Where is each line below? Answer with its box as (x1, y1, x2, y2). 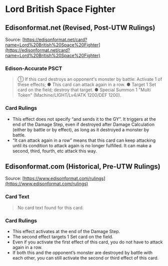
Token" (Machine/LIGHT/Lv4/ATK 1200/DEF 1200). (17, 92, 121, 98)
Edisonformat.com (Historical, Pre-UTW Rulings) (5, 162, 161, 171)
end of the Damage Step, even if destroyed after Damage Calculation (12, 121, 155, 127)
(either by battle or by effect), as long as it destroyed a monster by (12, 126, 149, 133)
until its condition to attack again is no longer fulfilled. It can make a (12, 142, 151, 148)
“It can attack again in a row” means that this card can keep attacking (12, 137, 156, 143)
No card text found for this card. (17, 205, 84, 211)
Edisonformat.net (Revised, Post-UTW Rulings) (5, 23, 155, 32)
